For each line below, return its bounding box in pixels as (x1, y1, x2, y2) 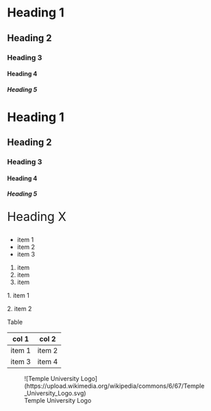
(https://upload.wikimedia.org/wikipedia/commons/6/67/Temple (24, 382, 205, 390)
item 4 (37, 357, 58, 366)
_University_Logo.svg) (24, 389, 87, 397)
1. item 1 (7, 292, 29, 300)
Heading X (7, 209, 66, 224)
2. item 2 (7, 305, 32, 313)
